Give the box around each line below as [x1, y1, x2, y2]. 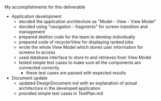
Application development [11, 14, 61, 19]
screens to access [18, 49, 56, 55]
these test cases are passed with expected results [26, 70, 126, 75]
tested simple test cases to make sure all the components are [18, 60, 141, 65]
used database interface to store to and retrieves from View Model [18, 55, 152, 60]
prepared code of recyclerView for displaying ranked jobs [18, 39, 134, 45]
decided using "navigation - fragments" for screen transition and [18, 24, 148, 29]
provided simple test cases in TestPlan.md [18, 90, 103, 96]
